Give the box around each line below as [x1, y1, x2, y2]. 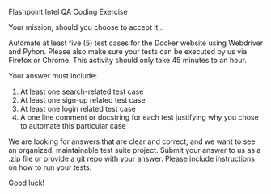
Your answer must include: [8, 71, 97, 80]
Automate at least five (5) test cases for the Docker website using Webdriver [8, 38, 264, 48]
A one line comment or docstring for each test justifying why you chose [19, 112, 259, 122]
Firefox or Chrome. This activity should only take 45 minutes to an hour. [8, 56, 247, 65]
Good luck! [8, 178, 45, 188]
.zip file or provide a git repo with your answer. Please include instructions [8, 154, 255, 163]
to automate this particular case [19, 121, 127, 130]
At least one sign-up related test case [19, 95, 146, 104]
